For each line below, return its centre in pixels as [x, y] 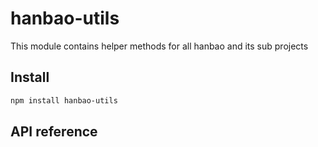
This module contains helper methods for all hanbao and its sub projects [159, 46]
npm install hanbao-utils [64, 100]
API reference [54, 132]
